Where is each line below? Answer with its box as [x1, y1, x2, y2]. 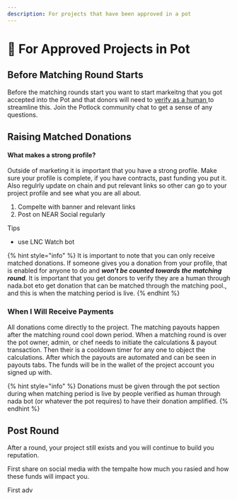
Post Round [7, 424, 59, 436]
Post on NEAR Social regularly [17, 210, 106, 219]
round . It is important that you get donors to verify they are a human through [7, 274, 231, 283]
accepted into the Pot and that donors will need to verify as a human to [7, 95, 214, 103]
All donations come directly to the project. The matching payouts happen [7, 323, 220, 331]
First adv [7, 486, 33, 494]
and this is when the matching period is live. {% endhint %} [7, 289, 180, 297]
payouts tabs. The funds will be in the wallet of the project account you [7, 360, 214, 369]
